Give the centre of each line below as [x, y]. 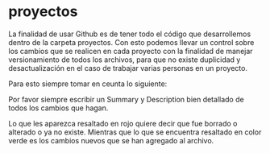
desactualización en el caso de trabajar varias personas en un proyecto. [128, 68]
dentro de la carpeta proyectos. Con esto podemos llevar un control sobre [131, 42]
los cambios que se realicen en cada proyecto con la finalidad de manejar [131, 51]
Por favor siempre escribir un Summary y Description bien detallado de [126, 99]
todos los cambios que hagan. [58, 108]
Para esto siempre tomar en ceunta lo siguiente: [88, 84]
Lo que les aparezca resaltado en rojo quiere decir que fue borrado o [123, 123]
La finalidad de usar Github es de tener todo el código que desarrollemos [130, 34]
